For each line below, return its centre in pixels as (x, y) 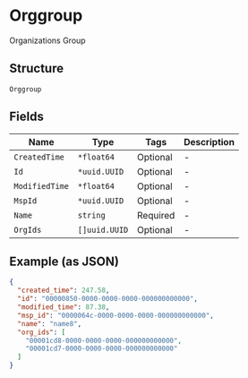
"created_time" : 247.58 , (64, 291)
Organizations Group (48, 40)
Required (156, 215)
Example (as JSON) (64, 261)
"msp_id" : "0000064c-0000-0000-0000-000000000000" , (116, 315)
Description (209, 142)
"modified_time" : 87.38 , (64, 307)
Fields (27, 117)
